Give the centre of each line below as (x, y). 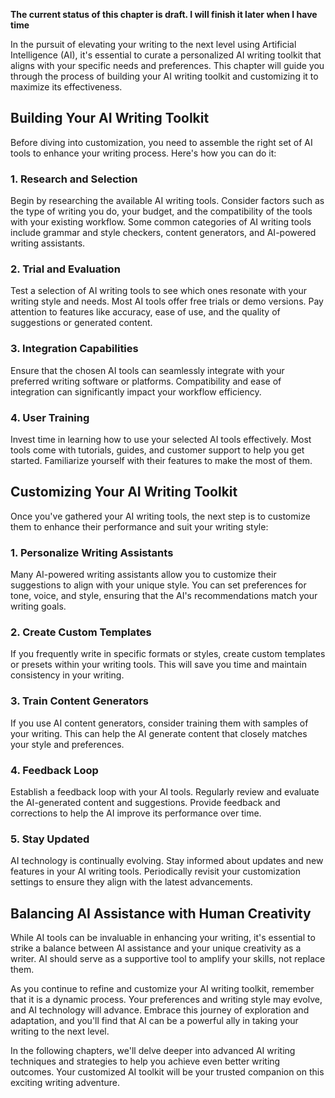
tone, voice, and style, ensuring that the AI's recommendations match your (164, 596)
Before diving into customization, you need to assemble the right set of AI (161, 142)
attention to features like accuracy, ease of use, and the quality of (145, 312)
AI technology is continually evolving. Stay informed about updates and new (167, 861)
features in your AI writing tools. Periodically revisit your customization (155, 871)
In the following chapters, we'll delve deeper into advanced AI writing (153, 1051)
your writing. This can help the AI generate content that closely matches (159, 733)
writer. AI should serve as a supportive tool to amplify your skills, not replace (168, 959)
